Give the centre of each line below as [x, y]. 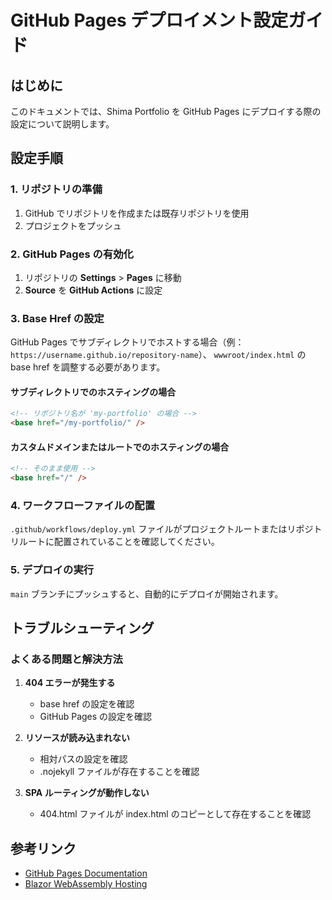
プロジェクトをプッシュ [73, 225]
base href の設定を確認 [87, 704]
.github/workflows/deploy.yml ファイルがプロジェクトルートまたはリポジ [162, 529]
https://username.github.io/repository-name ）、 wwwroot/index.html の [158, 355]
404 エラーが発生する [70, 683]
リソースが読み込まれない [77, 738]
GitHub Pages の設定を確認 [96, 717]
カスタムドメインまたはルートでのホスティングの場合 [120, 447]
